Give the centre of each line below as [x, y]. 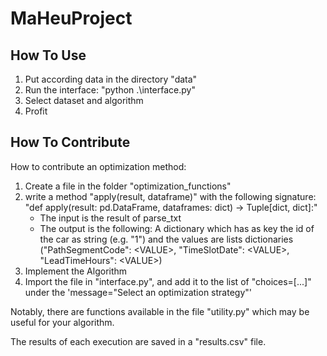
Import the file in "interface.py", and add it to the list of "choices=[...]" [168, 281]
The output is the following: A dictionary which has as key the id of [177, 228]
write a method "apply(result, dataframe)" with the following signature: [170, 196]
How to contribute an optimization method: [98, 166]
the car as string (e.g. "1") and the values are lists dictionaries [166, 239]
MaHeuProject [71, 18]
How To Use [48, 55]
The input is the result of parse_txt [110, 218]
